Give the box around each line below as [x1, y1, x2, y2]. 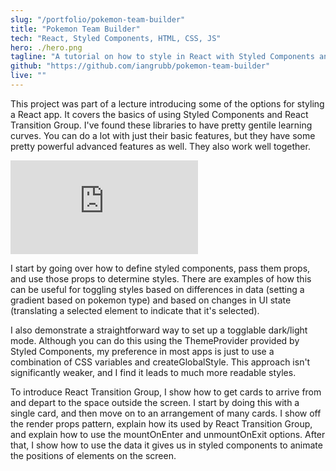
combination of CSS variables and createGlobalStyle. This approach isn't [10, 356, 311, 368]
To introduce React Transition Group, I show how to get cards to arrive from [10, 386, 322, 398]
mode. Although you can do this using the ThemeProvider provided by [10, 334, 300, 346]
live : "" [10, 71, 47, 81]
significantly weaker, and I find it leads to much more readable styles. [10, 366, 297, 378]
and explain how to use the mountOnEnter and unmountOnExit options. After [10, 428, 326, 440]
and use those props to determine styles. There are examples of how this [10, 272, 312, 285]
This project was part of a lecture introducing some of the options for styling [10, 97, 325, 110]
